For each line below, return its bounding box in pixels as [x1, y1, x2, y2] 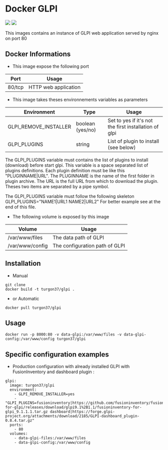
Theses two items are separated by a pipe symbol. [5, 183, 109, 189]
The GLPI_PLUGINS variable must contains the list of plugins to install [5, 157, 148, 163]
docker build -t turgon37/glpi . [5, 287, 75, 292]
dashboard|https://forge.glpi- [49, 409, 115, 414]
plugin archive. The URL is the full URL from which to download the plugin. [5, 178, 158, 184]
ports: [9, 422, 23, 427]
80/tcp [7, 83, 24, 90]
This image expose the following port [12, 63, 89, 69]
